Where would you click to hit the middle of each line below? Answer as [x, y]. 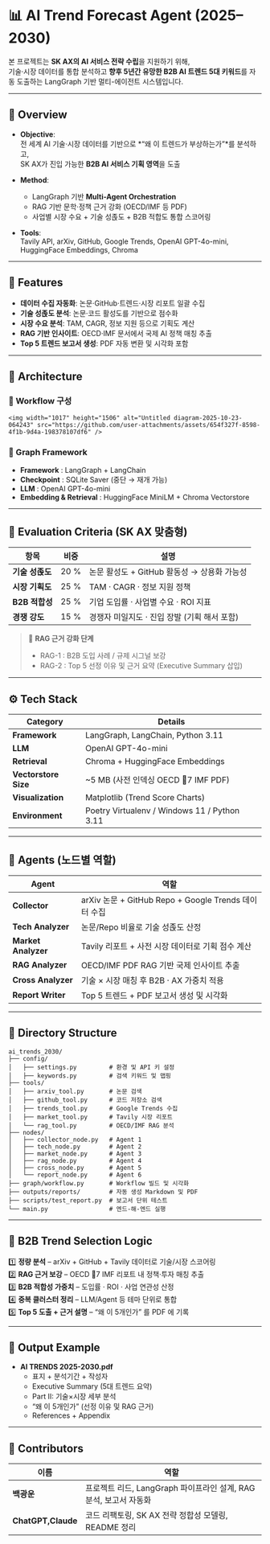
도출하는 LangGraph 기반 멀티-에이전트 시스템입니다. [100, 81]
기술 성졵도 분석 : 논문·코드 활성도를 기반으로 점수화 [99, 313]
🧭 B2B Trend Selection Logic [80, 1241]
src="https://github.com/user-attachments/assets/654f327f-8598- [149, 425]
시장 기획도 [32, 587]
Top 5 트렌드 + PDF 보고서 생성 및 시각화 [155, 996]
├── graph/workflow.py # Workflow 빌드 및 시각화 [99, 1183]
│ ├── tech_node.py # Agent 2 [75, 1147]
